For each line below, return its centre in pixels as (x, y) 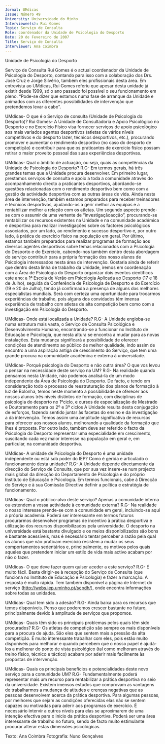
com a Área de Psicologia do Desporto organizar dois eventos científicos (79, 272)
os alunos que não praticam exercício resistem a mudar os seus (70, 541)
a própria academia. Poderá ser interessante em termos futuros (69, 515)
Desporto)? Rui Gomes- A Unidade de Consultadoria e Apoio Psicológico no (82, 121)
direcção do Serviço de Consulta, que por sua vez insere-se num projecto (80, 469)
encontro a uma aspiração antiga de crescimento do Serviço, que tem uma (81, 350)
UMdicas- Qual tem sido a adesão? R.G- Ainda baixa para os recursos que (81, 602)
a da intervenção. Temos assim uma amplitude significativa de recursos (78, 417)
